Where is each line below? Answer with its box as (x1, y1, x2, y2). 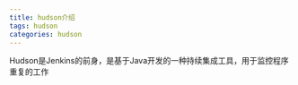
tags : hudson (9, 21, 58, 30)
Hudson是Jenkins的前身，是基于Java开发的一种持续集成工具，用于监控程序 (9, 55, 289, 66)
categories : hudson (9, 30, 83, 38)
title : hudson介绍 (9, 13, 75, 22)
